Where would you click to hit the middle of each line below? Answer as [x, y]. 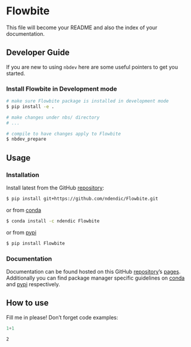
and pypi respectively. [33, 284]
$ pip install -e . [30, 106]
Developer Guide [38, 53]
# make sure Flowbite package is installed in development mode [87, 101]
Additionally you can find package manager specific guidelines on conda [95, 278]
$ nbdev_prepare [26, 139]
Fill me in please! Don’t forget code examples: [62, 317]
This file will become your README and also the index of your [82, 27]
